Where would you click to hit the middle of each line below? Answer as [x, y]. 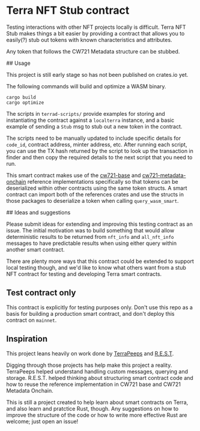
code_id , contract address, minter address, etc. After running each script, [97, 144]
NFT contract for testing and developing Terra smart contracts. [84, 274]
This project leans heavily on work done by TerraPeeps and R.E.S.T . [90, 353]
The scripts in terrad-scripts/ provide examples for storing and [86, 113]
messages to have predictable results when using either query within [92, 243]
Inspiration [27, 339]
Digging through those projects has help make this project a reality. [89, 365]
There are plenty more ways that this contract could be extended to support [100, 261]
